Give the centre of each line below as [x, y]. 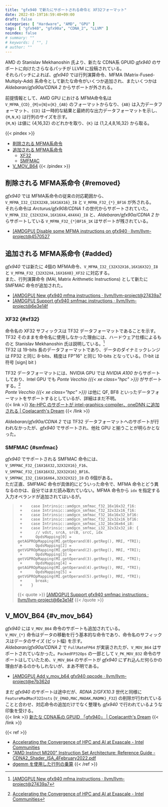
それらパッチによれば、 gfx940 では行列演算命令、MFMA [64, 75]
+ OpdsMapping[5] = [45, 572]
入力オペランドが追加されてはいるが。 [44, 497]
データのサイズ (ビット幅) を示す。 [49, 641]
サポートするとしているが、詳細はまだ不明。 [73, 398]
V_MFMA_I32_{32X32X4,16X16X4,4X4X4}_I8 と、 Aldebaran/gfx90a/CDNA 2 [79, 215]
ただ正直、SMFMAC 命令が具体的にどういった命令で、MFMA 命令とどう [80, 484]
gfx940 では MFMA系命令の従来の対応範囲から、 [56, 196]
